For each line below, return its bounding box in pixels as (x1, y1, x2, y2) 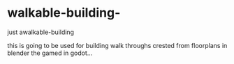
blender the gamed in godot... (7, 49, 93, 57)
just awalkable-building (7, 28, 75, 36)
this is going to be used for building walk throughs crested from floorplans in (7, 41, 228, 49)
